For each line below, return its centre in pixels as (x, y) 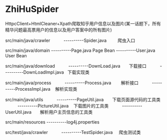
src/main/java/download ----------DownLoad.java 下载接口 (76, 66)
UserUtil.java (18, 112)
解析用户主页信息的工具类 (66, 112)
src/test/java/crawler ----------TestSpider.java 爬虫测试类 (73, 132)
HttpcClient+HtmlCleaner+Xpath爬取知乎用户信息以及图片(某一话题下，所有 (83, 23)
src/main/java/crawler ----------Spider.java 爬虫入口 (70, 40)
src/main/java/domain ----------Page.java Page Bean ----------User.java (80, 50)
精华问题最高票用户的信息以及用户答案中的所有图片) (59, 30)
